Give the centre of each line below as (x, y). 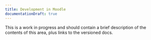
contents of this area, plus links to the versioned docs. (59, 32)
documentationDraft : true (31, 14)
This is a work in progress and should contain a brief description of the (76, 27)
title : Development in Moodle (36, 9)
